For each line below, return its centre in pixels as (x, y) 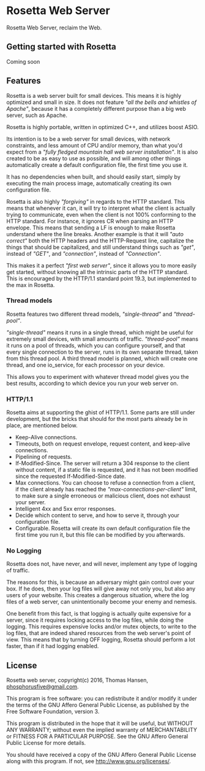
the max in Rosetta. (31, 285)
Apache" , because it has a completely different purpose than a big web (96, 108)
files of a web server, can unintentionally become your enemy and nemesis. (102, 602)
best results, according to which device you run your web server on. (92, 383)
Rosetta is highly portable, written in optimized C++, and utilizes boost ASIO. (102, 127)
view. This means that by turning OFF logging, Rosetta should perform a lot (101, 639)
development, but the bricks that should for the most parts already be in (97, 419)
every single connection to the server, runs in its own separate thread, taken (102, 352)
